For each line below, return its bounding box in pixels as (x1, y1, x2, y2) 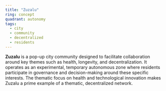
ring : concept (5, 12, 35, 17)
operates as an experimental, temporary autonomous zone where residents (5, 64, 160, 70)
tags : (5, 21, 16, 26)
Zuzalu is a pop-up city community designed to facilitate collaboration (5, 53, 150, 59)
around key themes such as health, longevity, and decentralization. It (5, 58, 147, 65)
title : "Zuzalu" (5, 7, 39, 12)
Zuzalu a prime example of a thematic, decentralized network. (5, 80, 133, 86)
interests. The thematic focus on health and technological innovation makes (5, 74, 161, 80)
